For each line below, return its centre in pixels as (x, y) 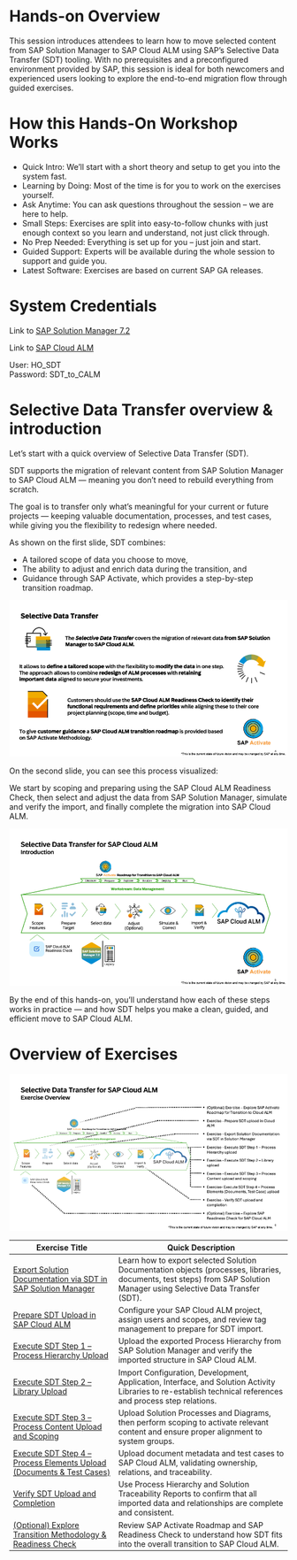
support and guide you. (65, 261)
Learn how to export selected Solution (187, 1260)
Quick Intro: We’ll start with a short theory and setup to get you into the (151, 166)
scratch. (24, 489)
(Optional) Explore (46, 1525)
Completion (34, 1503)
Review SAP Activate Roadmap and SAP (190, 1525)
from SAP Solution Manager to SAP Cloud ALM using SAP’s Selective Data (144, 50)
